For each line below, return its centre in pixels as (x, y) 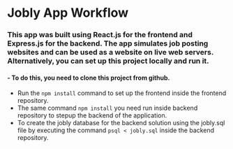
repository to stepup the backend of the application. (92, 115)
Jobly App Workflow (68, 13)
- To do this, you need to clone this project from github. (89, 78)
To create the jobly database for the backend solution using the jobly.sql (121, 123)
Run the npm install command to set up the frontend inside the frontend (122, 93)
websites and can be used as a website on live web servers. (111, 52)
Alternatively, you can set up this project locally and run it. (108, 61)
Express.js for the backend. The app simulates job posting (108, 43)
